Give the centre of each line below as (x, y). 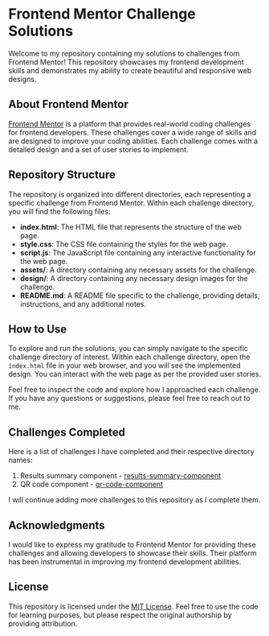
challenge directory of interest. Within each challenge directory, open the (129, 357)
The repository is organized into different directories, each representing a (130, 194)
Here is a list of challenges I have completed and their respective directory (131, 452)
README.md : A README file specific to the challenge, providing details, (140, 295)
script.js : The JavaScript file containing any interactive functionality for (138, 252)
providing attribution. (43, 623)
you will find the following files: (59, 211)
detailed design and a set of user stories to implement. (98, 149)
